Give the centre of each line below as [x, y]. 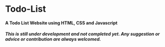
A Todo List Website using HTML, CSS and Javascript [61, 23]
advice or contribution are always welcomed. [53, 39]
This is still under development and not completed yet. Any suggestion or [82, 34]
